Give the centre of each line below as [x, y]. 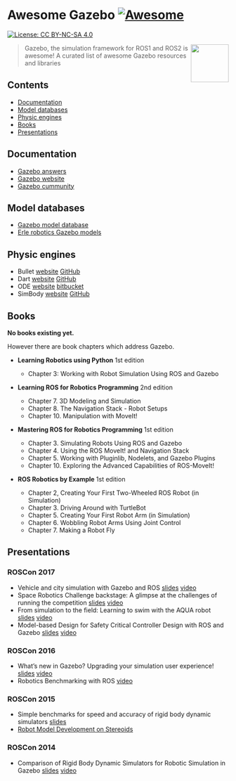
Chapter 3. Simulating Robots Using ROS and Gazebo [105, 443]
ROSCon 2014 [32, 747]
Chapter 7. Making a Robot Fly [71, 530]
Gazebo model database [53, 225]
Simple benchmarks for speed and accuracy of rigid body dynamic [114, 714]
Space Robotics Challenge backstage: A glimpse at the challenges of [117, 595]
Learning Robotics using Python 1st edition [81, 360]
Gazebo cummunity [46, 186]
